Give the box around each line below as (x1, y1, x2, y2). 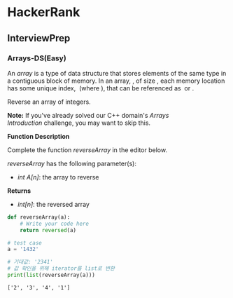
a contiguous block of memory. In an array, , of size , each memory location (7, 76, 225, 85)
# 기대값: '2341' (7, 259, 54, 266)
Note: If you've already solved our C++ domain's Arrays (7, 111, 169, 119)
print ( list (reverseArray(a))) (7, 271, 96, 278)
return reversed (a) (20, 226, 77, 233)
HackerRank (7, 4, 80, 20)
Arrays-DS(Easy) (7, 53, 66, 63)
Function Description (7, 132, 70, 140)
